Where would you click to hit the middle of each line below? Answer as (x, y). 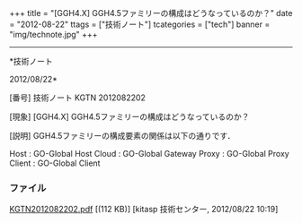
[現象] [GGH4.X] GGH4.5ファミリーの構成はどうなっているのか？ (129, 116)
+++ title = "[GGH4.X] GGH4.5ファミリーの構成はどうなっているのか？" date (151, 13)
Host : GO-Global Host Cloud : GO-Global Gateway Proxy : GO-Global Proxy (149, 154)
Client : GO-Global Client (55, 163)
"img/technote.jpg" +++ (53, 34)
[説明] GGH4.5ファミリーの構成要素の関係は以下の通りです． (122, 136)
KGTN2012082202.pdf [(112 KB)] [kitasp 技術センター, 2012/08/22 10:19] (144, 210)
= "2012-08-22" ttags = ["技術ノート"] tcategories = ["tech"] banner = (140, 24)
